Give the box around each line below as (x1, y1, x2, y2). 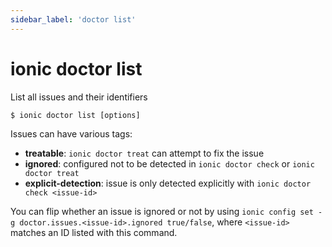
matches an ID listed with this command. (10, 226, 178, 238)
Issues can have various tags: (10, 127, 133, 140)
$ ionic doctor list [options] (10, 110, 141, 120)
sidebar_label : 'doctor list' (10, 14, 137, 25)
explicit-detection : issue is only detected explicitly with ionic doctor (24, 177, 312, 189)
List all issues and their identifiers (10, 91, 148, 103)
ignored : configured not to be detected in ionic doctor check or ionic (24, 157, 315, 170)
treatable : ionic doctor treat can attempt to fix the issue (24, 147, 265, 159)
